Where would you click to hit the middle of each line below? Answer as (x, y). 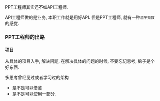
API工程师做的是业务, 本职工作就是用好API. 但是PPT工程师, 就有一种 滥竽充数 (80, 17)
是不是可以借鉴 (27, 88)
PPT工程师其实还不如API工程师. (37, 7)
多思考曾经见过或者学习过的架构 (37, 78)
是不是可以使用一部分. (34, 94)
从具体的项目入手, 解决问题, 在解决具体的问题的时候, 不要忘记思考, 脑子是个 (80, 61)
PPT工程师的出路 (25, 37)
